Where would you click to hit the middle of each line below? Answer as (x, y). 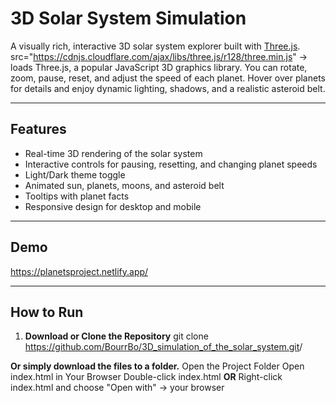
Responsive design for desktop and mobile (113, 206)
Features (38, 129)
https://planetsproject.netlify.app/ (79, 271)
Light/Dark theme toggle (75, 174)
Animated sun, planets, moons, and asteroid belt (124, 185)
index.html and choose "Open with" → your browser (117, 388)
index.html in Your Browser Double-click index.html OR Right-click (146, 377)
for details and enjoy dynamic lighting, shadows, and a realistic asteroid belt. (168, 88)
